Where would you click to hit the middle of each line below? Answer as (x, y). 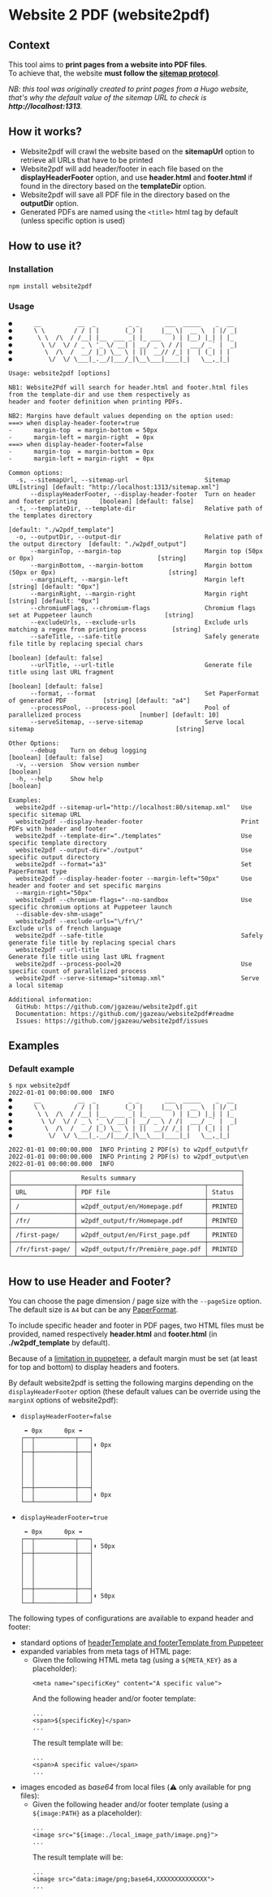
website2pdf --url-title (58, 949)
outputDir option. (50, 203)
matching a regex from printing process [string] (105, 629)
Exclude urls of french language (65, 928)
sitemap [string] (107, 729)
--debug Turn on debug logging (89, 750)
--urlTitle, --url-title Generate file (141, 665)
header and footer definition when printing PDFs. (96, 401)
